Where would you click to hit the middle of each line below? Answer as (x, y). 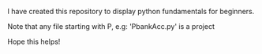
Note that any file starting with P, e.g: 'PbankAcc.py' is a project (111, 26)
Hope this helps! (34, 41)
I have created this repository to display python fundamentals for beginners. (131, 11)
